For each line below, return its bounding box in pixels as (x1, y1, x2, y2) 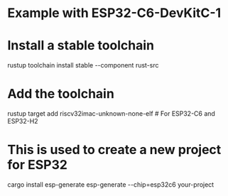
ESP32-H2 (7, 117, 38, 126)
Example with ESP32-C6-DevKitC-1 (7, 5, 222, 21)
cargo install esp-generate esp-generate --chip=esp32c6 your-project (7, 180, 215, 189)
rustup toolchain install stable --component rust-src (7, 61, 159, 70)
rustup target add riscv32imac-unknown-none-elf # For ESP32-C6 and (7, 109, 215, 118)
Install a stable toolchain (7, 38, 155, 54)
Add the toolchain (7, 86, 115, 102)
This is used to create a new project (7, 142, 222, 158)
